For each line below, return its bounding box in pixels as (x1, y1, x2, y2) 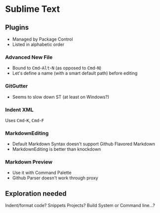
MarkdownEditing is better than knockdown (12, 146, 101, 152)
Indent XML (5, 106, 34, 113)
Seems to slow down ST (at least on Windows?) (12, 94, 110, 100)
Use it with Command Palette (12, 170, 72, 176)
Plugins (5, 23, 29, 32)
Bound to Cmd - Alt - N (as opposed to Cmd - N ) (12, 65, 102, 71)
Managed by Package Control (12, 36, 73, 42)
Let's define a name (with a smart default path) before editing (12, 70, 138, 76)
